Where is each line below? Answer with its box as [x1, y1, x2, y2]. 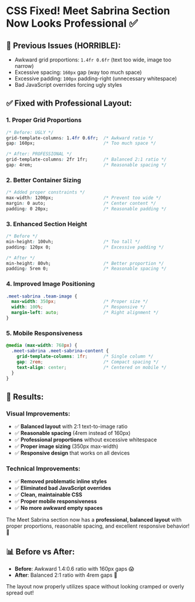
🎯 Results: [6, 391, 44, 402]
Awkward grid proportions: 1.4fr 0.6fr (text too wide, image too [14, 56, 172, 63]
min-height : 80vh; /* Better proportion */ [6, 260, 164, 266]
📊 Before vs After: [6, 547, 75, 557]
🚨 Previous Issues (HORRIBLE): [6, 40, 121, 51]
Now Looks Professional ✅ [6, 17, 138, 30]
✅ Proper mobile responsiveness [14, 498, 97, 505]
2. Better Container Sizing [6, 176, 81, 184]
